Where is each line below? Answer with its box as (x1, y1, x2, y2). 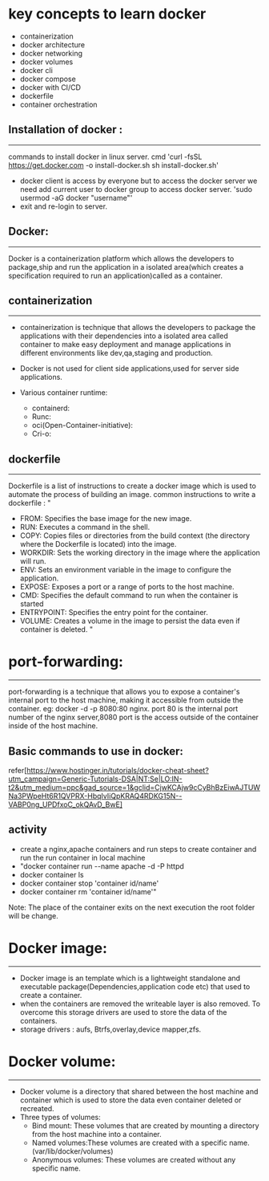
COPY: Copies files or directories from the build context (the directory (19, 531, 251, 540)
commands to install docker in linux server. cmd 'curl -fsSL (8, 152, 203, 161)
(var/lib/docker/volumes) (31, 1146, 114, 1156)
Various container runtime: (19, 388, 108, 397)
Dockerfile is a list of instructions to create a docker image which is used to (8, 481, 256, 491)
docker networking (19, 48, 82, 58)
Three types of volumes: (19, 1112, 102, 1122)
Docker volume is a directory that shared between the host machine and (19, 1086, 259, 1096)
